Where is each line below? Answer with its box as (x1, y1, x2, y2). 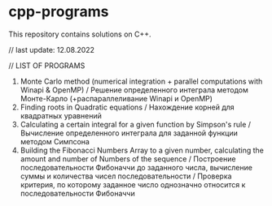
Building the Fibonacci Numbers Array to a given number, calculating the (20, 145, 265, 155)
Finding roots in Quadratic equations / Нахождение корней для (20, 102, 235, 112)
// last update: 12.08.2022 (8, 45, 95, 54)
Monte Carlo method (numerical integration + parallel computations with (20, 76, 263, 86)
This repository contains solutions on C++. (8, 29, 152, 39)
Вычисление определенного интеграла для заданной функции (20, 128, 238, 138)
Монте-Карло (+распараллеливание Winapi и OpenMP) (20, 93, 213, 103)
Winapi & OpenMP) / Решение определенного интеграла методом (20, 84, 248, 95)
